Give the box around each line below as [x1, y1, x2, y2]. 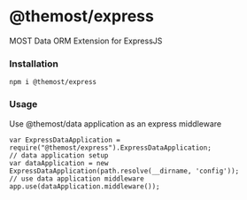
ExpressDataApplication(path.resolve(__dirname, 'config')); [9, 166, 240, 175]
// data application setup [9, 150, 109, 160]
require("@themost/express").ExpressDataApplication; [9, 143, 212, 152]
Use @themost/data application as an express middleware [9, 118, 222, 129]
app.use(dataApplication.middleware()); [9, 181, 161, 191]
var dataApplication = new [9, 158, 109, 167]
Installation [9, 58, 59, 70]
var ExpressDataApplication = [9, 135, 121, 144]
